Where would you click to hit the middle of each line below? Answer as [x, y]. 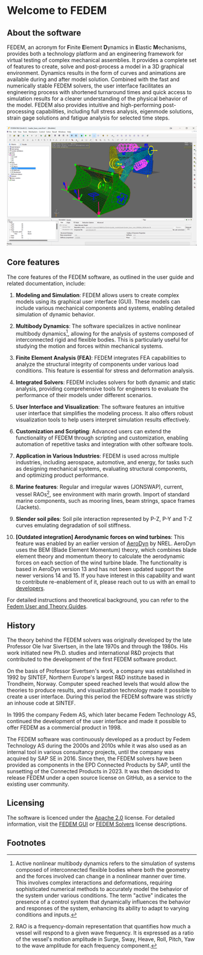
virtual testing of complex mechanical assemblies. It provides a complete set [102, 60]
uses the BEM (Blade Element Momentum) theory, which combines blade [106, 550]
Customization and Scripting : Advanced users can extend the [93, 432]
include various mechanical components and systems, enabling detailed [105, 308]
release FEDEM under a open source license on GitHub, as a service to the [99, 778]
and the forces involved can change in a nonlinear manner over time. [101, 876]
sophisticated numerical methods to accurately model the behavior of [102, 889]
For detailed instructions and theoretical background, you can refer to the [98, 600]
